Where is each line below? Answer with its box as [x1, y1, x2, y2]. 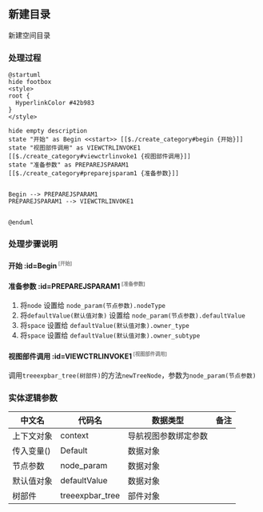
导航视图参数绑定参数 [127, 430, 209, 442]
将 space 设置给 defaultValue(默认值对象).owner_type [19, 321, 189, 330]
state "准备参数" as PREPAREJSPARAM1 [8, 161, 130, 170]
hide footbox [8, 78, 52, 86]
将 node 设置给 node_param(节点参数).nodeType [19, 301, 166, 310]
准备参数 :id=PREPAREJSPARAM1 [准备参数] [8, 280, 145, 290]
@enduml [8, 218, 34, 226]
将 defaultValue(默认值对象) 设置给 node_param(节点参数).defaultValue [19, 310, 245, 320]
